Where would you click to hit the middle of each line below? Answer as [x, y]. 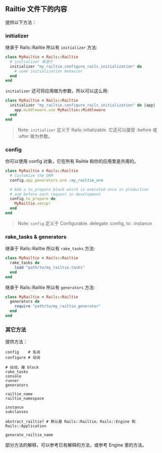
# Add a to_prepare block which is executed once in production [79, 189]
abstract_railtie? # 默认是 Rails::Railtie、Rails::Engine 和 [71, 422]
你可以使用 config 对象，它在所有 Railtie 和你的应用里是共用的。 [72, 161]
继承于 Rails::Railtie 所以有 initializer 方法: [51, 48]
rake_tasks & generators [36, 236]
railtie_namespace [25, 399]
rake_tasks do [25, 263]
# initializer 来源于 [31, 62]
